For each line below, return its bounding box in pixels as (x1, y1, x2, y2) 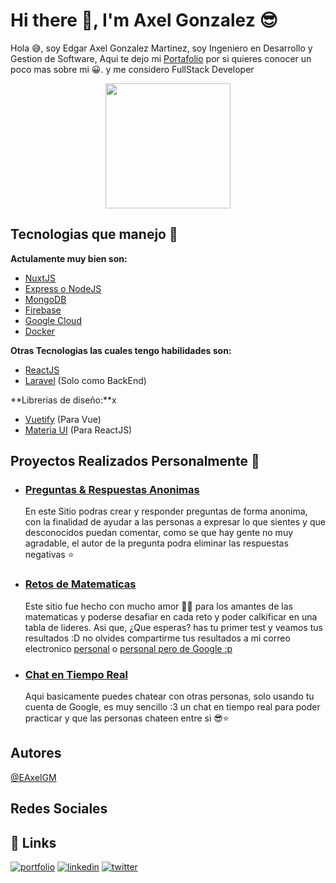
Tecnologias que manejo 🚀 (10, 226, 178, 243)
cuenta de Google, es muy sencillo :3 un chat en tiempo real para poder (24, 701, 321, 713)
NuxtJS (24, 272, 57, 284)
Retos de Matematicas (24, 577, 137, 591)
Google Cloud (24, 314, 82, 326)
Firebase (24, 304, 62, 316)
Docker (24, 325, 56, 337)
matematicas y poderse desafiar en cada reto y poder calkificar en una (24, 610, 318, 623)
